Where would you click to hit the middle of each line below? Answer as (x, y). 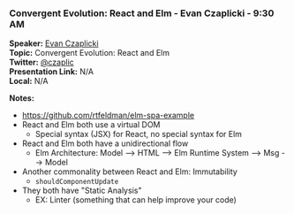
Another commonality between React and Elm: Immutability (130, 172)
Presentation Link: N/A (52, 72)
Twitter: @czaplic (42, 62)
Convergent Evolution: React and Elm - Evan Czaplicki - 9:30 (142, 13)
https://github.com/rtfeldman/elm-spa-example (108, 115)
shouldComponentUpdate (77, 182)
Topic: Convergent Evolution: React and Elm (90, 53)
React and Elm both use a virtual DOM (91, 125)
